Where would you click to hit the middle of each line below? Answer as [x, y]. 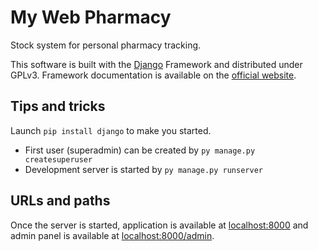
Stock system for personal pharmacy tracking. [106, 45]
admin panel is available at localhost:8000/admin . [112, 235]
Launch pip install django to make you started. [111, 130]
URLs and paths [60, 201]
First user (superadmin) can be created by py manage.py [140, 150]
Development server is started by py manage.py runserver [143, 169]
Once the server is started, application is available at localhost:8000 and [159, 225]
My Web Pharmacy [91, 17]
